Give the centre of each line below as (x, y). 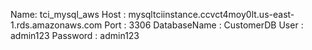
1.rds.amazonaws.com (56, 25)
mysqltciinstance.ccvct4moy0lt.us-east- (211, 14)
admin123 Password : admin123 (75, 35)
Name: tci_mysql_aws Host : (68, 14)
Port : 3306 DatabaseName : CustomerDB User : (204, 25)
